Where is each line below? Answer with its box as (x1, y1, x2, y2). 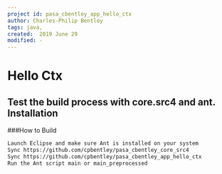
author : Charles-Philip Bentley (7, 17, 103, 24)
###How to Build (7, 126, 57, 135)
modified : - (7, 37, 43, 44)
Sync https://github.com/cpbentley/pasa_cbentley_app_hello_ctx (7, 153, 202, 160)
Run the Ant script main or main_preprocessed (7, 160, 148, 167)
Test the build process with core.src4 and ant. (7, 96, 216, 108)
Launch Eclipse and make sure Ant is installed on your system (7, 140, 199, 147)
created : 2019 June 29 (7, 30, 78, 38)
